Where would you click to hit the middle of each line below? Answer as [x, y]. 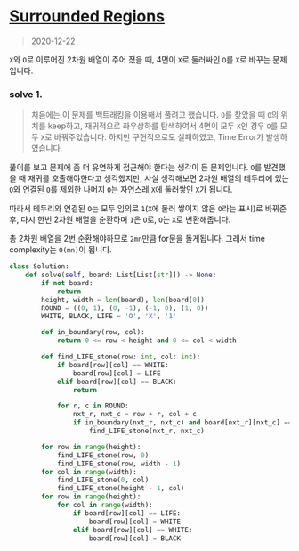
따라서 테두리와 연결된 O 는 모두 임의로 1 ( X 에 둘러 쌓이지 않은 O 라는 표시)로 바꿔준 [148, 209]
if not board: [67, 283]
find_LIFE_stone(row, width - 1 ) [118, 464]
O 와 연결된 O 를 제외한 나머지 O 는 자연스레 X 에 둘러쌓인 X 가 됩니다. [121, 190]
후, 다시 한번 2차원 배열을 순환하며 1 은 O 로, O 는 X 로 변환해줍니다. [120, 219]
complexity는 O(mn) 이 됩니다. [61, 250]
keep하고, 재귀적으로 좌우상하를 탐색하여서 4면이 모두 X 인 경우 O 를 [163, 126]
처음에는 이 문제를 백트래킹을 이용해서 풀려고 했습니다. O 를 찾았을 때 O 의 [154, 115]
